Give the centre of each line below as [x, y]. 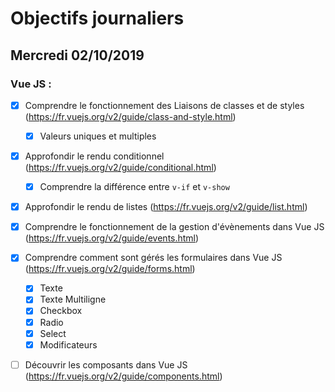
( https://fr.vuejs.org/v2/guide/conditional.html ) [120, 168]
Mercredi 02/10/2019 [77, 55]
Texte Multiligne [73, 299]
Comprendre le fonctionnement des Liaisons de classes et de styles [164, 105]
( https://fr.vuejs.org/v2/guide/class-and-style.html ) [130, 116]
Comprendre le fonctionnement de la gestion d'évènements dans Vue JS [174, 227]
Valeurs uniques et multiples [98, 136]
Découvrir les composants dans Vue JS [106, 364]
